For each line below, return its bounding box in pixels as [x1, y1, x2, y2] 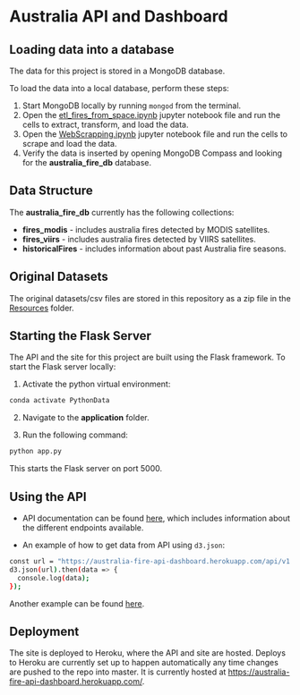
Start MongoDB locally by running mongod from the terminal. [21, 100, 242, 111]
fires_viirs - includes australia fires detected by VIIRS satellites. [21, 233, 257, 244]
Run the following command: [21, 429, 128, 440]
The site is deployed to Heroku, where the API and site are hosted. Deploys [9, 648, 287, 658]
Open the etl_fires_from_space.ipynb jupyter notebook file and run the [21, 110, 280, 120]
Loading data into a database [9, 42, 175, 57]
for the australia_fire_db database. [21, 157, 152, 167]
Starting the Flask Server [9, 328, 152, 343]
